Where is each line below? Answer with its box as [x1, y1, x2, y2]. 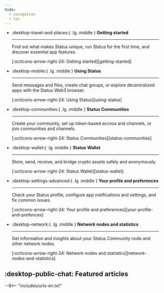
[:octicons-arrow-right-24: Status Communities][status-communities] [11, 135, 152, 141]
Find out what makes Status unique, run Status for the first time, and [11, 44, 150, 50]
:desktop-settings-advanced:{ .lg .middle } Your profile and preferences [11, 178, 159, 184]
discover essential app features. [11, 49, 77, 55]
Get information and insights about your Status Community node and [11, 236, 151, 241]
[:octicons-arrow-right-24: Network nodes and [11, 250, 106, 256]
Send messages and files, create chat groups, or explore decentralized [11, 82, 155, 88]
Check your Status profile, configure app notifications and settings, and [11, 192, 156, 198]
